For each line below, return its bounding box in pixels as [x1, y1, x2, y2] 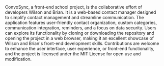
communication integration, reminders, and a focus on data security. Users [5, 25, 157, 31]
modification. [5, 56, 32, 62]
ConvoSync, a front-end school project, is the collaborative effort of [5, 4, 142, 10]
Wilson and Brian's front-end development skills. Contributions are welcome [5, 41, 160, 46]
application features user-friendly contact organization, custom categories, [5, 20, 157, 25]
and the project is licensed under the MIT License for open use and [5, 51, 141, 57]
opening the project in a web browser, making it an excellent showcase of [5, 35, 154, 41]
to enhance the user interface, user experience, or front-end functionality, [5, 46, 155, 51]
